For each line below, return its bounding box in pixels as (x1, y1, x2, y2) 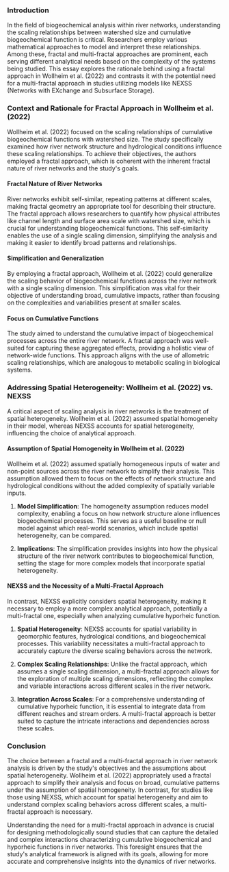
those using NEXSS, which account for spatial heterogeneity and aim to (7, 793, 208, 802)
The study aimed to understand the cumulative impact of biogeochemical (7, 329, 214, 337)
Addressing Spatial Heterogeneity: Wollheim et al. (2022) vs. (7, 383, 213, 392)
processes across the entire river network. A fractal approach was (7, 337, 193, 345)
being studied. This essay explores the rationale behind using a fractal (7, 64, 205, 73)
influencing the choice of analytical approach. (7, 428, 137, 437)
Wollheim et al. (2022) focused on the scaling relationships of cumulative (7, 127, 213, 136)
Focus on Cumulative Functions (7, 314, 99, 322)
